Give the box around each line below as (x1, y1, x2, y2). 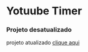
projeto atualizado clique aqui (6, 39, 80, 46)
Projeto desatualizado (6, 26, 72, 34)
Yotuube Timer (6, 4, 83, 18)
